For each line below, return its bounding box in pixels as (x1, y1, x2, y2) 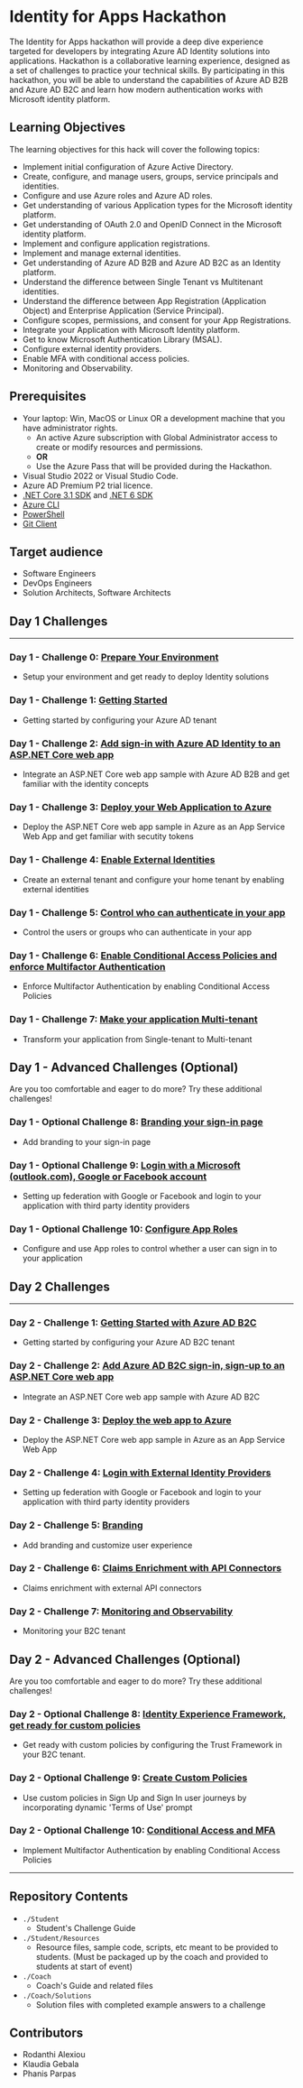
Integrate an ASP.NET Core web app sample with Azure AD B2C (22, 1391, 261, 1402)
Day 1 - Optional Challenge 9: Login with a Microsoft (9, 1159, 241, 1171)
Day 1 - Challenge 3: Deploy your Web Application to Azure (9, 801, 272, 813)
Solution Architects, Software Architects (22, 587, 171, 598)
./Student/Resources (22, 1934, 100, 1943)
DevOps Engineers (22, 577, 93, 588)
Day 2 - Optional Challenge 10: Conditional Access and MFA (9, 1825, 276, 1837)
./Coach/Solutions (22, 1991, 92, 2000)
